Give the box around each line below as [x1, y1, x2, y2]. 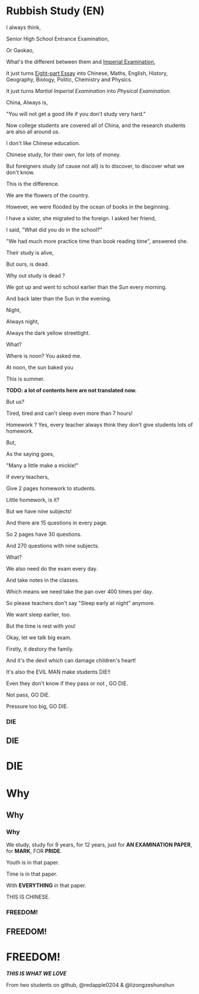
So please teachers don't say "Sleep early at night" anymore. [6, 599, 155, 606]
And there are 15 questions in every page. [6, 519, 108, 526]
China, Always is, [6, 99, 49, 106]
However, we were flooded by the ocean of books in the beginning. [6, 203, 170, 210]
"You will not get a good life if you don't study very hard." [6, 110, 146, 117]
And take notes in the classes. [6, 576, 80, 584]
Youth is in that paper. [6, 859, 60, 866]
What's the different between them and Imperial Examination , [6, 58, 156, 65]
